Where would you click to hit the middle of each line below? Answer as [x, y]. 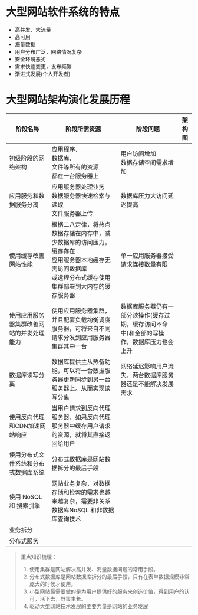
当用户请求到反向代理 [81, 408]
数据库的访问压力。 [84, 242]
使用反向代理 [27, 417]
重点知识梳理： [39, 557]
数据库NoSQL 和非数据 [83, 510]
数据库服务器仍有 [144, 306]
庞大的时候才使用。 [53, 584]
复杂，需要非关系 [87, 501]
